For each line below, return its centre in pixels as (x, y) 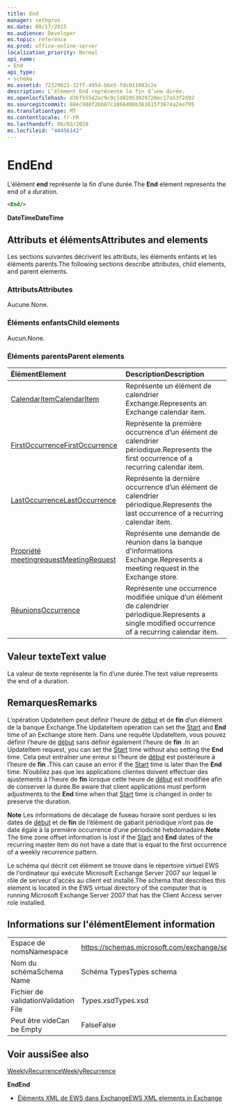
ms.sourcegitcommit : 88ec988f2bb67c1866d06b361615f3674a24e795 (101, 105)
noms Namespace (39, 952)
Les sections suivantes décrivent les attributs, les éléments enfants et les (112, 256)
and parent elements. (38, 271)
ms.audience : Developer (42, 33)
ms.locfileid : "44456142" (45, 131)
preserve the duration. (39, 801)
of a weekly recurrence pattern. (53, 851)
